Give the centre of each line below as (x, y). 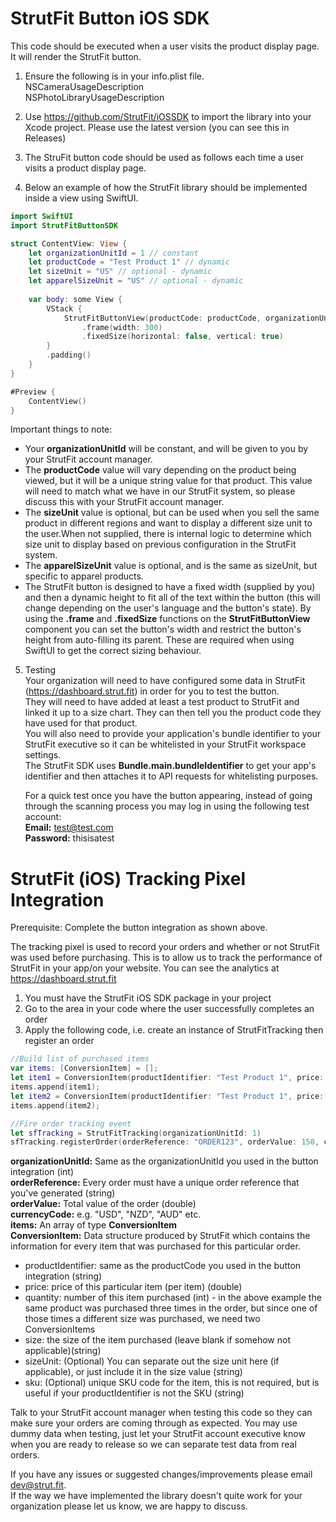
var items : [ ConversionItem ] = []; (84, 1068)
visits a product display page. (85, 168)
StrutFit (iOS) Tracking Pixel (128, 878)
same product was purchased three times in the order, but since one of (171, 1308)
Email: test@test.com (69, 828)
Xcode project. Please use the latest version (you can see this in (157, 127)
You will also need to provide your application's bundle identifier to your (173, 734)
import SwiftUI (42, 216)
